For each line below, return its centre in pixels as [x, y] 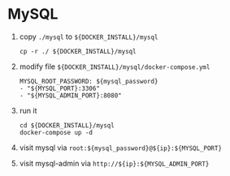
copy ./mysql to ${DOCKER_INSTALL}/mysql [89, 36]
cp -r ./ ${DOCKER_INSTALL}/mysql [78, 51]
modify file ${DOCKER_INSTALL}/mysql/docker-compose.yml [115, 67]
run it [28, 110]
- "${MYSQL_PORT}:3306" [60, 88]
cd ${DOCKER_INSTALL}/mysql [67, 125]
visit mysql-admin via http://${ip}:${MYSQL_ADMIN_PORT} [114, 163]
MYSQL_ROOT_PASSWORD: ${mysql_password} [89, 81]
